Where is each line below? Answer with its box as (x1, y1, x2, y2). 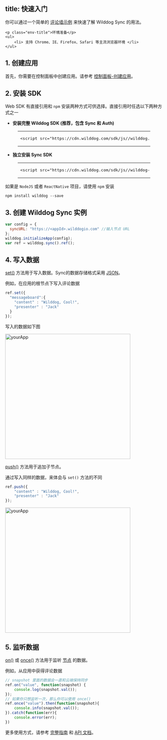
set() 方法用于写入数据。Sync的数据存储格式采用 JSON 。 (5, 270, 123, 276)
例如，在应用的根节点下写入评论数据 (5, 280, 80, 286)
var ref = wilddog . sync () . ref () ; (5, 240, 75, 245)
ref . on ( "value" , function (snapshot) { (5, 682, 86, 687)
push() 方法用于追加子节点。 (5, 464, 64, 470)
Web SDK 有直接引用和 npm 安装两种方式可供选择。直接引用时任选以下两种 (5, 103, 158, 109)
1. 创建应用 (5, 59, 38, 68)
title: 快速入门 (5, 5, 48, 14)
